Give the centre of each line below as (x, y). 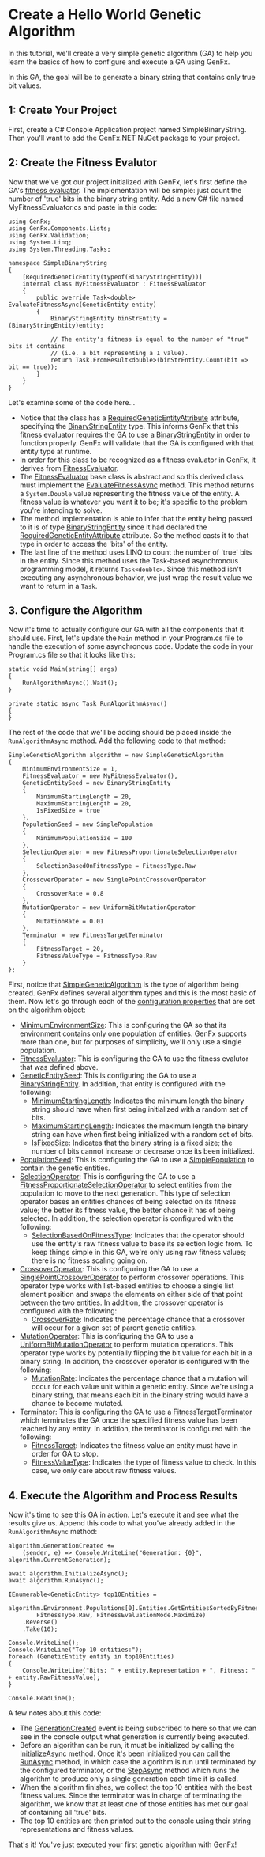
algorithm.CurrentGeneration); (60, 1560)
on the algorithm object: (47, 1010)
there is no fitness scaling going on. (90, 1260)
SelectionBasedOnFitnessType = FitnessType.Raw (116, 866)
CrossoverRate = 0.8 (70, 894)
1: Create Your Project (62, 110)
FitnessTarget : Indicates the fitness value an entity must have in (134, 1446)
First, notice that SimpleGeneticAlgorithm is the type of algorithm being (123, 985)
